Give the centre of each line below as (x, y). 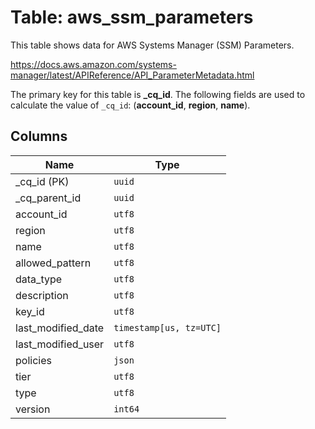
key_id (30, 311)
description (42, 295)
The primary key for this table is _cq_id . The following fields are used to (158, 94)
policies (33, 360)
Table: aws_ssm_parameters (132, 17)
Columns (39, 136)
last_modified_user (60, 344)
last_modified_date (60, 328)
